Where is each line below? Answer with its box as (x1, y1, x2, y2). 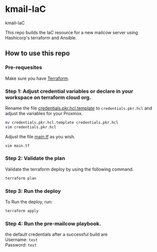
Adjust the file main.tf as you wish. (5, 133, 75, 139)
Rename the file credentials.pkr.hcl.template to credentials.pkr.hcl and (5, 105, 153, 111)
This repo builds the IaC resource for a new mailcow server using (5, 29, 138, 35)
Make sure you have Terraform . (5, 75, 69, 81)
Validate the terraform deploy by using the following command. (5, 166, 134, 172)
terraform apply (5, 208, 39, 214)
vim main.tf (5, 143, 30, 148)
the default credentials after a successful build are (5, 232, 108, 238)
